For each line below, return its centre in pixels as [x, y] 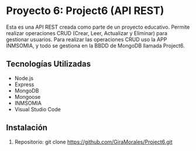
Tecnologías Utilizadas [49, 64]
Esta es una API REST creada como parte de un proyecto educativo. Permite [98, 27]
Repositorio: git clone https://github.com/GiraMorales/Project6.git [93, 142]
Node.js [24, 78]
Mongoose [27, 97]
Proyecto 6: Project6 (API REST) [85, 11]
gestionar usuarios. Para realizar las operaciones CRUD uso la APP [87, 39]
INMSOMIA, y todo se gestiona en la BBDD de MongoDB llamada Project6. [96, 46]
